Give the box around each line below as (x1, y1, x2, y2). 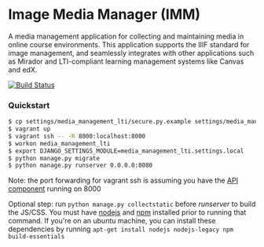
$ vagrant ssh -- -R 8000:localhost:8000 (8, 132, 146, 140)
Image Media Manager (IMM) (8, 6, 201, 24)
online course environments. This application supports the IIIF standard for (8, 39, 250, 49)
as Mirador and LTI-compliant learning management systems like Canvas (8, 57, 244, 66)
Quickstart (8, 100, 50, 111)
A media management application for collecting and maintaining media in (8, 31, 244, 41)
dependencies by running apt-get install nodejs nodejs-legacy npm (8, 224, 234, 234)
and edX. (8, 65, 38, 74)
